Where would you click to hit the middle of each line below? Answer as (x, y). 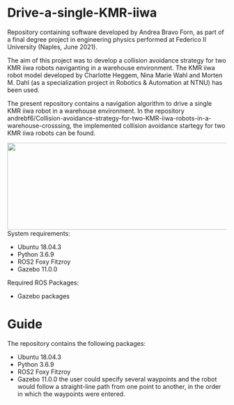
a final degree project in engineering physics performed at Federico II (107, 39)
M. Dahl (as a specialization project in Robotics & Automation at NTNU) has (115, 82)
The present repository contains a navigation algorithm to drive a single (110, 103)
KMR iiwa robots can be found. (52, 133)
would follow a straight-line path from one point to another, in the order (119, 386)
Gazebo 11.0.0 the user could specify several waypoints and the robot (117, 379)
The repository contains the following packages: (77, 343)
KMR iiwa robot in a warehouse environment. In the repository (96, 111)
